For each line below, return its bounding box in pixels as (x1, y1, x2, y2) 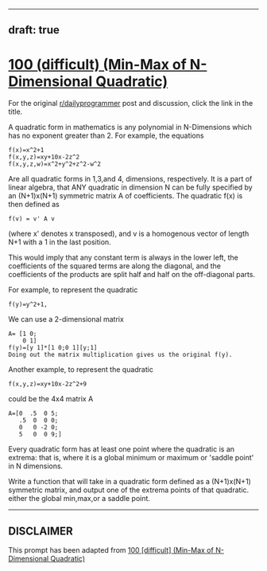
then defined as (8, 200, 60, 209)
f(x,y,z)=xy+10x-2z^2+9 (8, 380, 87, 389)
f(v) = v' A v (8, 215, 56, 223)
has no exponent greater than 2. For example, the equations (8, 131, 204, 140)
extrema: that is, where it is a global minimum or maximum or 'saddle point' (8, 453, 254, 463)
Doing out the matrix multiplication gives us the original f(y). (8, 351, 233, 359)
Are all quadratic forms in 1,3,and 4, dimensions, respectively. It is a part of (8, 174, 253, 184)
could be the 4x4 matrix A (8, 394, 94, 404)
